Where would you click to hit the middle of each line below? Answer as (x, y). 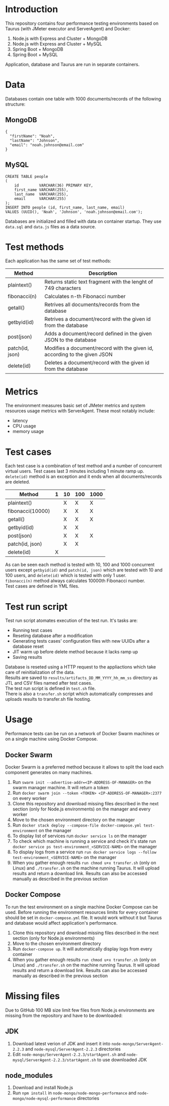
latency (20, 421)
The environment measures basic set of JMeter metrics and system (75, 406)
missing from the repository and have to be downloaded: (64, 1015)
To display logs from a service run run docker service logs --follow (84, 852)
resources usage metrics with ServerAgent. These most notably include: (80, 411)
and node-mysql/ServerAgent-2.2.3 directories (73, 1049)
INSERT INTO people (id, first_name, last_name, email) (65, 207)
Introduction (32, 9)
